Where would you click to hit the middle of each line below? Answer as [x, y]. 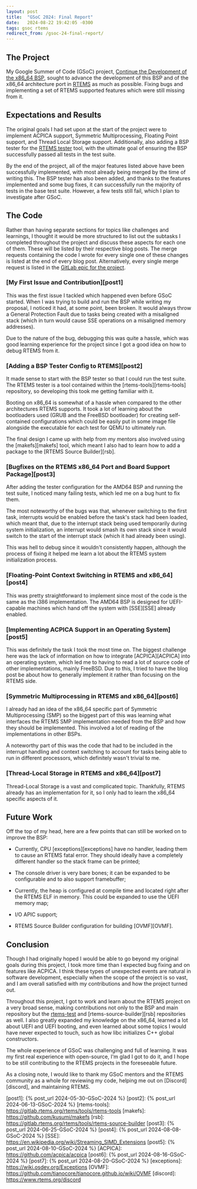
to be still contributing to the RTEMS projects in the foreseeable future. [92, 1063]
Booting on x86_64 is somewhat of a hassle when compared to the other [94, 403]
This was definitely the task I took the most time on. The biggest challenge [96, 650]
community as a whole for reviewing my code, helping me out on [85, 1081]
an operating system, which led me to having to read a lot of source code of [98, 662]
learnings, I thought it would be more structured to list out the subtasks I [94, 236]
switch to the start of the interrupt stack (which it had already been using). [96, 536]
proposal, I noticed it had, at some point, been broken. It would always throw [99, 308]
